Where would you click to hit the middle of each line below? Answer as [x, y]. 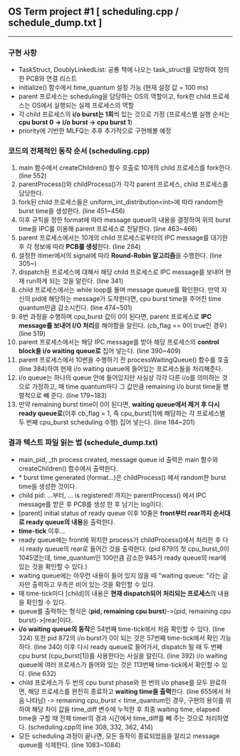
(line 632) [42, 673]
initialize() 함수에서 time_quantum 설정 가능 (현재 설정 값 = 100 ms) [113, 88]
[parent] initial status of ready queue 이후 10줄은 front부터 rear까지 [115, 513]
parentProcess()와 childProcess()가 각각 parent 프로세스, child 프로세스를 [123, 184]
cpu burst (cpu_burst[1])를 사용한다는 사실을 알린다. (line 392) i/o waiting [122, 655]
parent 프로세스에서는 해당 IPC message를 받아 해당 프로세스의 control [119, 342]
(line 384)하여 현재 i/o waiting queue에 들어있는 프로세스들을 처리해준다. [121, 369]
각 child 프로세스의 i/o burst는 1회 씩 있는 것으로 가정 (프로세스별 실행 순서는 [124, 114]
